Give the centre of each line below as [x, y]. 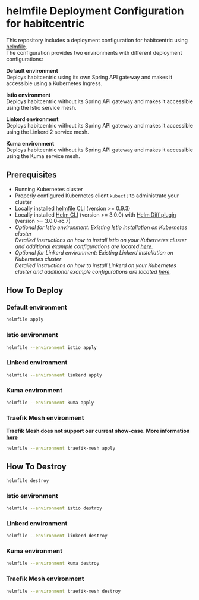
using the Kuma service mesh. [43, 156]
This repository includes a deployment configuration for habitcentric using [97, 40]
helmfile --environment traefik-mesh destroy [63, 591]
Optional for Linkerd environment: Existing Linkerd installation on [94, 252]
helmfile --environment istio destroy [54, 508]
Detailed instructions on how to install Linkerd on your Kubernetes [95, 265]
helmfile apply [25, 320]
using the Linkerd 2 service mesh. [48, 132]
